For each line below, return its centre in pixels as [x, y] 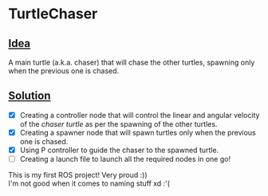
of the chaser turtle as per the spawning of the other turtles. [118, 123]
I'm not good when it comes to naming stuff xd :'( [89, 183]
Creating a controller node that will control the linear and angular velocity [140, 115]
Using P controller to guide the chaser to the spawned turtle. [119, 150]
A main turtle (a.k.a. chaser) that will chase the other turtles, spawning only [132, 62]
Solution [30, 96]
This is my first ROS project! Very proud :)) [78, 175]
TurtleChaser [53, 14]
